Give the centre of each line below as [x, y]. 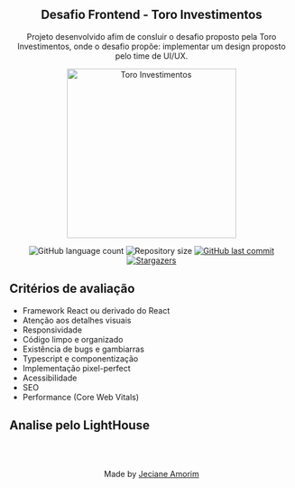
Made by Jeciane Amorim [152, 474]
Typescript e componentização [80, 358]
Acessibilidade [50, 378]
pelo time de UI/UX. [152, 56]
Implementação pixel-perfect [76, 368]
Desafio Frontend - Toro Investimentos [152, 15]
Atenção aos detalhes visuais [77, 320]
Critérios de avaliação [72, 289]
